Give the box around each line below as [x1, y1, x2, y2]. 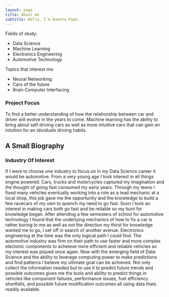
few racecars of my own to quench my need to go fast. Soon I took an [5, 201, 150, 207]
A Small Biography [5, 142, 65, 151]
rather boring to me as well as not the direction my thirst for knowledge [5, 222, 153, 228]
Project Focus [5, 100, 40, 107]
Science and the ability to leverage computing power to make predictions [5, 254, 157, 260]
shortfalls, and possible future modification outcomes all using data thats [5, 281, 156, 287]
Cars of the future [12, 81, 50, 87]
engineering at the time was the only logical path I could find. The [5, 233, 142, 239]
